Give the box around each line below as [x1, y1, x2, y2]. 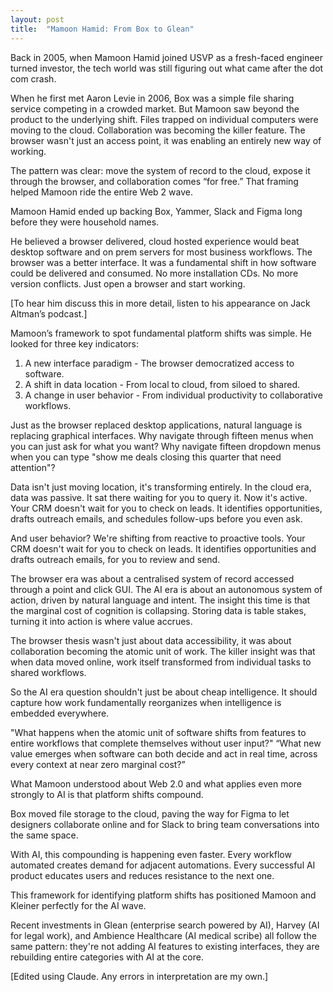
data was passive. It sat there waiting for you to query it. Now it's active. [10, 491, 308, 503]
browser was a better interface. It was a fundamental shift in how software [10, 256, 317, 268]
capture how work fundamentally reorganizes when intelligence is [10, 696, 282, 708]
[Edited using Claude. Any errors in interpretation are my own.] [10, 970, 269, 982]
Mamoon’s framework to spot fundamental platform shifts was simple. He [10, 327, 312, 339]
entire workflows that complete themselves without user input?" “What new [10, 737, 322, 749]
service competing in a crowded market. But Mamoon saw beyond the [10, 102, 300, 115]
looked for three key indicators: [10, 337, 139, 350]
